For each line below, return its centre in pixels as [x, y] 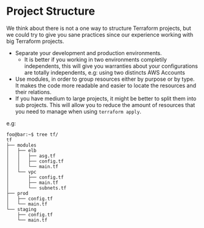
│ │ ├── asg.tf [31, 156]
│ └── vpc [21, 172]
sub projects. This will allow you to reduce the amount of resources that [105, 105]
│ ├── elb [21, 150]
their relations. [33, 92]
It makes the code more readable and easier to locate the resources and [106, 85]
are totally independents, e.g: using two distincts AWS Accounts [105, 72]
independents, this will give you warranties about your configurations [111, 66]
